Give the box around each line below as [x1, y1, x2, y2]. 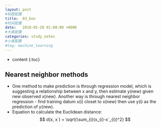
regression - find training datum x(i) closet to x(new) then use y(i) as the [12, 99, 157, 105]
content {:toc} [12, 56, 40, 62]
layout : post [5, 7, 32, 12]
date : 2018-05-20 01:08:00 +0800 [5, 25, 77, 30]
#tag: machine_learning [5, 43, 53, 48]
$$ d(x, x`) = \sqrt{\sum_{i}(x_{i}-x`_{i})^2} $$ [39, 117, 131, 123]
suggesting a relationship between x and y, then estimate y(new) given [12, 88, 154, 95]
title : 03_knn [5, 16, 36, 21]
